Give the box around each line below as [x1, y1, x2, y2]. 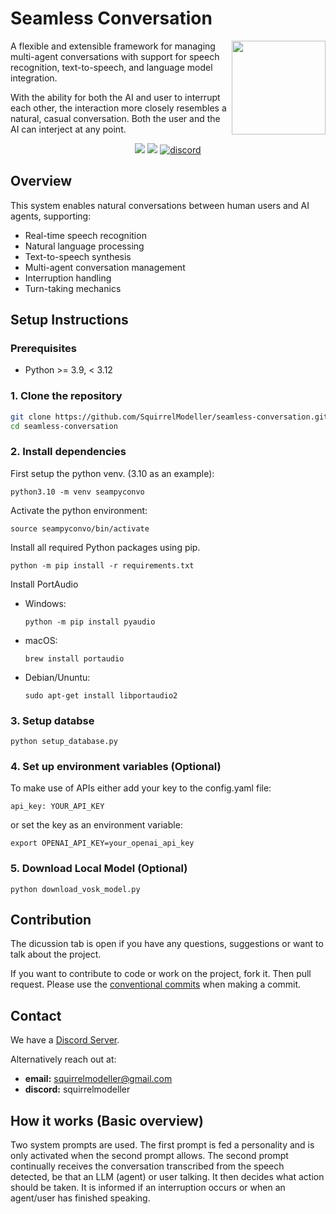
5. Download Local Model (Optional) [10, 862, 188, 876]
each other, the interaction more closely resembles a [10, 102, 227, 114]
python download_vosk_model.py [10, 884, 141, 894]
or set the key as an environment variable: [10, 819, 183, 831]
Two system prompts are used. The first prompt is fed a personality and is [10, 1139, 315, 1151]
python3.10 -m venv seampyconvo [10, 487, 145, 497]
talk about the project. [10, 948, 102, 961]
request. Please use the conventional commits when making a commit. [10, 978, 302, 991]
